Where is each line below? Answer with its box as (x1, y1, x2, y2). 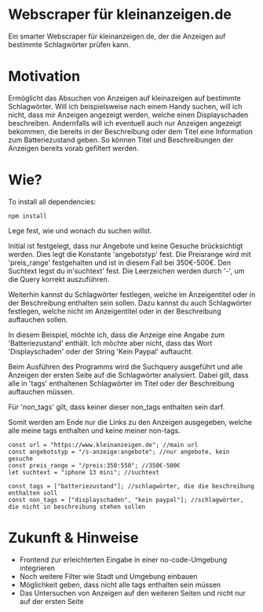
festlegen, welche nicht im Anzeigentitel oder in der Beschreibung (8, 306, 221, 316)
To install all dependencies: (8, 196, 97, 206)
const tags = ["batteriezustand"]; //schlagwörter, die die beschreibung (8, 482, 255, 490)
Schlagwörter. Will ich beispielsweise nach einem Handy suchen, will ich (8, 101, 243, 111)
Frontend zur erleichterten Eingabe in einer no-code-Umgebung (19, 555, 228, 564)
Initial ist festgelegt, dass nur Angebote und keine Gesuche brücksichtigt (8, 241, 243, 251)
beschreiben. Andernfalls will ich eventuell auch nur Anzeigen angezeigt (8, 118, 242, 127)
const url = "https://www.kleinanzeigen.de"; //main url (8, 441, 199, 449)
